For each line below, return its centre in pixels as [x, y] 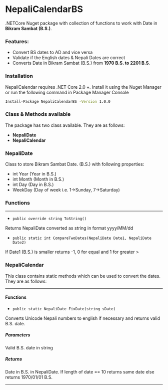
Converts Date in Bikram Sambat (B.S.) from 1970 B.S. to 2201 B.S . [81, 63]
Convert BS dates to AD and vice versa [52, 52]
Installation [19, 76]
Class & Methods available [38, 114]
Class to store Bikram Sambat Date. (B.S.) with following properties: [75, 164]
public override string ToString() [49, 219]
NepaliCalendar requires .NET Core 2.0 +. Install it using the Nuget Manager [83, 87]
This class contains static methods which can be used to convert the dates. [83, 276]
